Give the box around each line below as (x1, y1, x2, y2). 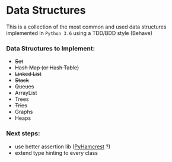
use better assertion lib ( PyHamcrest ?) (14, 143, 111, 150)
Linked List (14, 71, 42, 78)
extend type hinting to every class (14, 149, 98, 156)
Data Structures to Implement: (6, 44, 95, 52)
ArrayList (14, 90, 37, 97)
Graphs (14, 108, 33, 116)
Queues (14, 83, 34, 90)
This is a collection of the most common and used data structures (6, 23, 167, 30)
